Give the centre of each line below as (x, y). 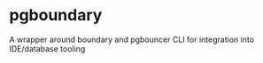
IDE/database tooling (47, 48)
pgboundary (56, 15)
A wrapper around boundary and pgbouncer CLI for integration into (132, 39)
